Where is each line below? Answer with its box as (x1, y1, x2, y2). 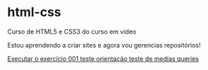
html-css (7, 4, 61, 20)
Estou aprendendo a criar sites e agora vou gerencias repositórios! (7, 41, 201, 49)
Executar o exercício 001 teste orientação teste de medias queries (7, 54, 200, 63)
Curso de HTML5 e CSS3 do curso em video (7, 27, 137, 36)
